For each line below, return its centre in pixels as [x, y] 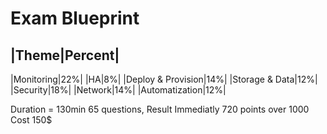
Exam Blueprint [75, 18]
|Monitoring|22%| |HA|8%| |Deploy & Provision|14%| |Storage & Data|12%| [164, 79]
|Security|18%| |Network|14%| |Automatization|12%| [118, 90]
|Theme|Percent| [65, 55]
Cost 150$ [31, 120]
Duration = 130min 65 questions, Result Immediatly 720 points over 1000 [160, 109]
